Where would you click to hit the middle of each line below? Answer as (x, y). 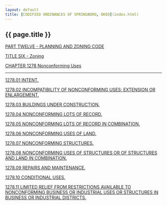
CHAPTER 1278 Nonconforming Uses (43, 66)
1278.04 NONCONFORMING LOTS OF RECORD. (54, 114)
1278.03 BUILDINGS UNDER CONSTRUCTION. (53, 104)
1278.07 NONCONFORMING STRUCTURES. (49, 143)
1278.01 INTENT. (22, 80)
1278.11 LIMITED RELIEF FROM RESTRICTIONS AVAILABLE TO (68, 187)
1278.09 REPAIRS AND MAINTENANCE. (45, 168)
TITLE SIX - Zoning (25, 56)
